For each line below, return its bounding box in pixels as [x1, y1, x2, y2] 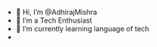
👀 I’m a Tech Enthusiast [15, 16, 93, 25]
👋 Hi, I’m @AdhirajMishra [15, 8, 98, 16]
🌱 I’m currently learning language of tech [15, 24, 150, 33]
